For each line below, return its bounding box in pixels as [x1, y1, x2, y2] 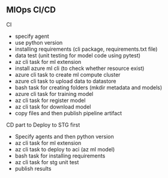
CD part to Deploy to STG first [6, 121, 80, 129]
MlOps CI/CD [6, 5, 56, 15]
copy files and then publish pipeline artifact [14, 109, 122, 116]
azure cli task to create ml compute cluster [14, 71, 121, 78]
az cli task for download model [14, 103, 91, 110]
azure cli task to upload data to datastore [14, 77, 116, 84]
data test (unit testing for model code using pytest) [14, 51, 141, 59]
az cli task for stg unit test [14, 158, 79, 165]
